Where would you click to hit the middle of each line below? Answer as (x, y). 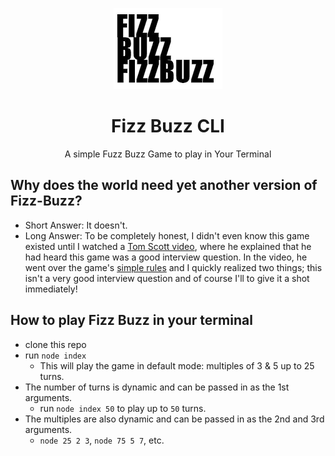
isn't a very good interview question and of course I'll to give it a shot (167, 278)
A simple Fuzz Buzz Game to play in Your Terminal (168, 154)
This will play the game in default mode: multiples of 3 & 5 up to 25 (177, 365)
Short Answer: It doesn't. (76, 225)
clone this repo (55, 344)
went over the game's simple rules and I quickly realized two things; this (173, 267)
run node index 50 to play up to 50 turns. (123, 408)
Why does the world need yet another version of (164, 185)
